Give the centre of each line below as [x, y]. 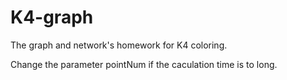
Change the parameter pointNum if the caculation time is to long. [144, 64]
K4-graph [52, 17]
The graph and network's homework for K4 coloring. [119, 45]
